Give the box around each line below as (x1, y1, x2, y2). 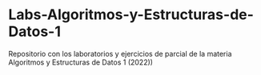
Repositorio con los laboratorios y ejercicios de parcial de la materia (8, 49, 232, 58)
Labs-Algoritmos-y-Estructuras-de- (8, 6, 255, 24)
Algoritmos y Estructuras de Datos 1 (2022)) (8, 57, 154, 67)
